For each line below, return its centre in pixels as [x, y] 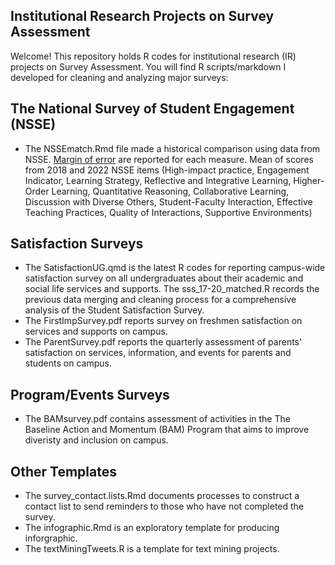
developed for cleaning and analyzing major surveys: [119, 77]
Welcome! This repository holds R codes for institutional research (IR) [153, 56]
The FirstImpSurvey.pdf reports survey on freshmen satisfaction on [163, 321]
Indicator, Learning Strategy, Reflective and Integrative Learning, [158, 180]
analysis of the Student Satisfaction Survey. [114, 310]
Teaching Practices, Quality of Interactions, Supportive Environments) [168, 212]
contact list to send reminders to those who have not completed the [164, 506]
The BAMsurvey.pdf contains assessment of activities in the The [157, 419]
